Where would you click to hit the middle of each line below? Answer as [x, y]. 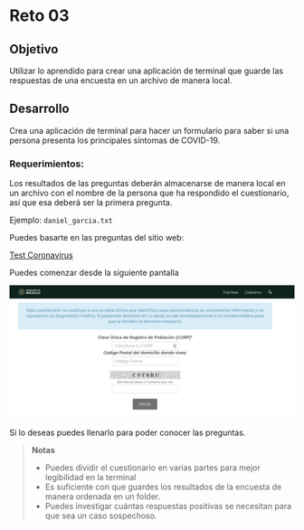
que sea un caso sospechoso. [101, 516]
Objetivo [34, 49]
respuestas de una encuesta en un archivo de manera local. [121, 80]
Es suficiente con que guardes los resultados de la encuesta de [163, 487]
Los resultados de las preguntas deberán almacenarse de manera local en [147, 184]
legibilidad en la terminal [90, 478]
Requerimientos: [47, 164]
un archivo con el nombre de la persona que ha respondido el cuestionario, [149, 193]
